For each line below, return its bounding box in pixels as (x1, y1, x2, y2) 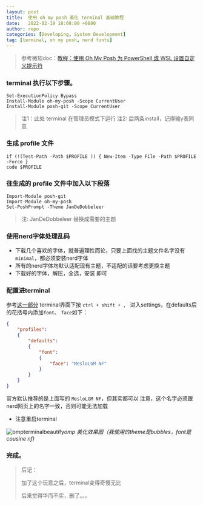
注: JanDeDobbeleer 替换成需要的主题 (21, 215, 116, 222)
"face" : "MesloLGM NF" (49, 361, 107, 367)
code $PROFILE (6, 164, 42, 170)
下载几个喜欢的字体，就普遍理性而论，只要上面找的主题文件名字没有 (15, 247, 185, 254)
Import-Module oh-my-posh (6, 198, 72, 205)
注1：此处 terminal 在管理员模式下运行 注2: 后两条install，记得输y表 (21, 115, 189, 122)
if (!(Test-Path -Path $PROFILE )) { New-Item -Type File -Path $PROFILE (6, 153, 197, 160)
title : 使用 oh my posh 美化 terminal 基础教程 (6, 15, 124, 21)
